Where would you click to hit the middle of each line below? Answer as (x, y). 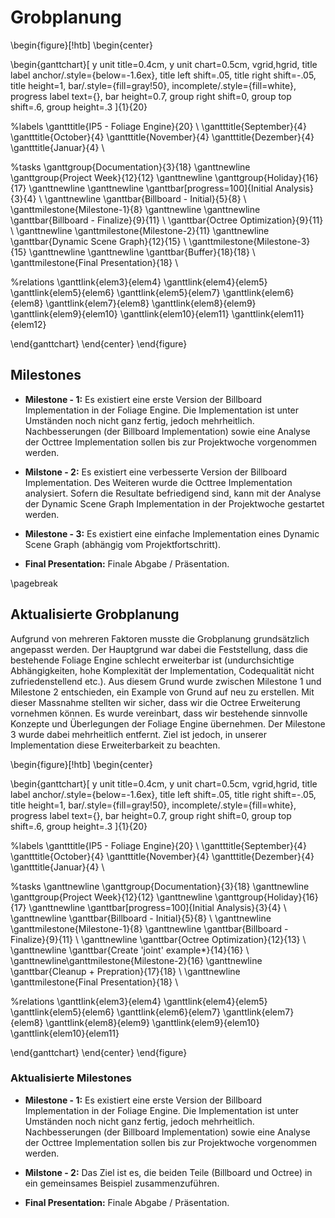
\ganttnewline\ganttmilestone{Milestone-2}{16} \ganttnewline (136, 960)
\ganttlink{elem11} (268, 313)
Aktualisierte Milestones (71, 1078)
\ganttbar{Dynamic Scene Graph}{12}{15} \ (98, 241)
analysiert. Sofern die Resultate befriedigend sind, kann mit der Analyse (173, 493)
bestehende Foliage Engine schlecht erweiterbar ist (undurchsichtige (152, 660)
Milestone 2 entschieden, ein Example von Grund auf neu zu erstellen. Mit (162, 692)
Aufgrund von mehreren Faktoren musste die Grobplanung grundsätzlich (160, 638)
